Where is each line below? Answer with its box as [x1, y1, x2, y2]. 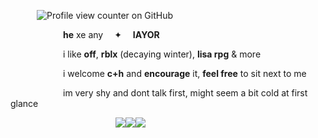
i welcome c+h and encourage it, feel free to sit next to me [63, 68, 307, 79]
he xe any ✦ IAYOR [63, 29, 160, 40]
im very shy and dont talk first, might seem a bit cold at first [63, 87, 308, 99]
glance [10, 98, 39, 109]
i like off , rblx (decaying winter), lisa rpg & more [63, 48, 262, 60]
